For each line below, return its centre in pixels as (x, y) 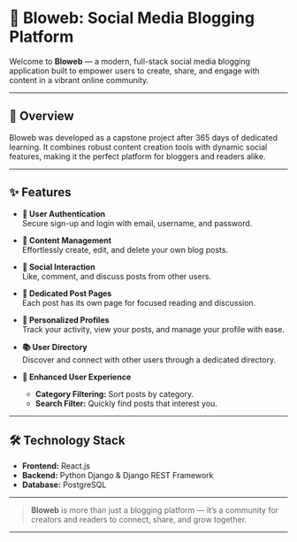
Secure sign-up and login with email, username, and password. (137, 223)
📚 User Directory (55, 347)
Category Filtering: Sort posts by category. (114, 393)
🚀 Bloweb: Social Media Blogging (132, 18)
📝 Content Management (67, 240)
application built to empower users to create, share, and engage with (134, 71)
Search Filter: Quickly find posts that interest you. (126, 403)
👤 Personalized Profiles (65, 320)
